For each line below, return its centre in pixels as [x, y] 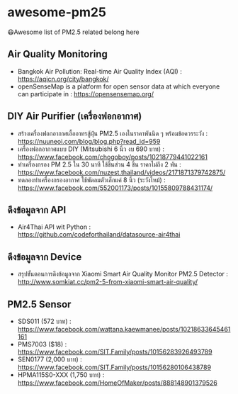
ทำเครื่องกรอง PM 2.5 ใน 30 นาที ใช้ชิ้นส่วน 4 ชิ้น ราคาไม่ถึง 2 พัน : [100, 164]
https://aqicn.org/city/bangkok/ [63, 79]
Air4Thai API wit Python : [54, 227]
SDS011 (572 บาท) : [45, 321]
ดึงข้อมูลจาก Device [45, 257]
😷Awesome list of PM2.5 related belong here [73, 32]
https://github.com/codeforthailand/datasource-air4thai [99, 235]
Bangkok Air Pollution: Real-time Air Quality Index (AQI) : [100, 71]
